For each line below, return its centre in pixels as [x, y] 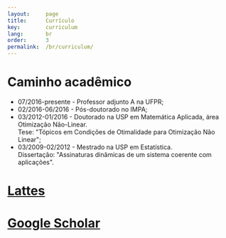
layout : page [33, 14]
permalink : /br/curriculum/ [50, 47]
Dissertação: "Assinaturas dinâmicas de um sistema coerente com [114, 154]
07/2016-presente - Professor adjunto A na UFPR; [91, 102]
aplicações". [36, 162]
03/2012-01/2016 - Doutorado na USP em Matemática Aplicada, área [118, 117]
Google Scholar [54, 223]
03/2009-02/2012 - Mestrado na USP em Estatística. [95, 147]
